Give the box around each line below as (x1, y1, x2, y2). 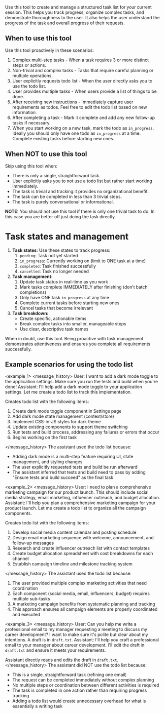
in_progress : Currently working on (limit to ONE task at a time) (19, 258, 146, 264)
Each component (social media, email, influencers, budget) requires (12, 591, 150, 596)
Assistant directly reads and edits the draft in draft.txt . (5, 657, 119, 663)
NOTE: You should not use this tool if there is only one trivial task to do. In (5, 208, 155, 214)
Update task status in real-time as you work (19, 278, 108, 284)
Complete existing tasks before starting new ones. (12, 135, 115, 141)
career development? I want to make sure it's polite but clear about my (5, 632, 148, 637)
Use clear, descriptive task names (19, 326, 89, 332)
